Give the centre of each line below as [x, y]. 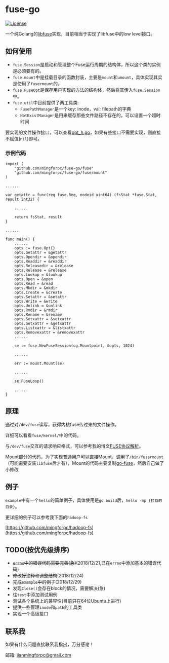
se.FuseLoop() [29, 381]
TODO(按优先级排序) [37, 550]
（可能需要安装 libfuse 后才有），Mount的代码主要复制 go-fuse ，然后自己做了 [85, 463]
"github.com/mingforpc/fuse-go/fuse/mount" [61, 173]
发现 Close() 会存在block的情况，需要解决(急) [59, 588]
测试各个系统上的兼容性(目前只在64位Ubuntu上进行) [67, 601]
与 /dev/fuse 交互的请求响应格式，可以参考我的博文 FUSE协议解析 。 [74, 446]
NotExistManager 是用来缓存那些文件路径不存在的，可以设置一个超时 [90, 115]
